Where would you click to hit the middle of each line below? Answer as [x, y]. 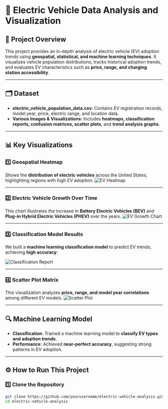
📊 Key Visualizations [39, 145]
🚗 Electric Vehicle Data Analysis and [82, 10]
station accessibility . [27, 72]
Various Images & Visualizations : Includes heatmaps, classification [83, 118]
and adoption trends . [34, 339]
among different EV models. [34, 298]
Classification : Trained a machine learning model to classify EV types [85, 333]
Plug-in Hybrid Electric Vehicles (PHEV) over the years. [63, 216]
